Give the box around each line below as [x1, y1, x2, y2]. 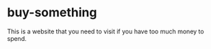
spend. [7, 34, 27, 42]
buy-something [7, 5, 97, 20]
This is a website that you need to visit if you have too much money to [7, 27, 204, 35]
